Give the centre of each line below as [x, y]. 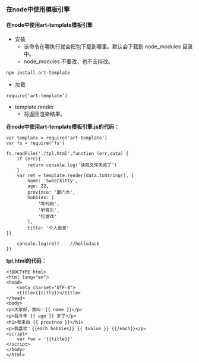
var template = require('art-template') [57, 138]
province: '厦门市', [52, 193]
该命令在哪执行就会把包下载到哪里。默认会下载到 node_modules [102, 46]
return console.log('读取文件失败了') [72, 165]
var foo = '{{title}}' [45, 339]
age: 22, [38, 186]
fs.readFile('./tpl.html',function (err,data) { [67, 154]
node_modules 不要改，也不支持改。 [69, 61]
